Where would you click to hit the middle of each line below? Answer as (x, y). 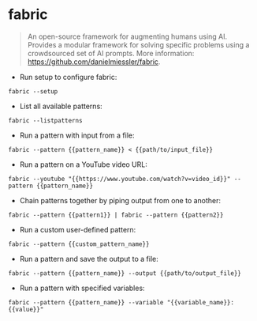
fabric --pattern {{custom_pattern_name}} (79, 244)
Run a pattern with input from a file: (77, 135)
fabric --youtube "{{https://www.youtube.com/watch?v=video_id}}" (119, 179)
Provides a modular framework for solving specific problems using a (138, 44)
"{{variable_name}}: (201, 302)
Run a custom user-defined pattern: (78, 229)
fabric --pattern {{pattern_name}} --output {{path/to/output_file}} (125, 273)
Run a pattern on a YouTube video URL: (83, 164)
